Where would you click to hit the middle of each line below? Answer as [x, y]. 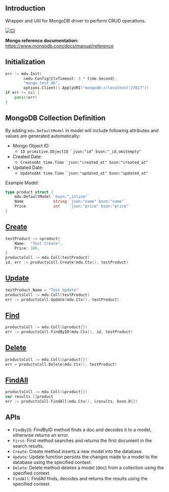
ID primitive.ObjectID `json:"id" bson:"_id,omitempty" [81, 152]
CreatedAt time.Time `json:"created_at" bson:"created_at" [84, 162]
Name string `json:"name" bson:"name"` [70, 202]
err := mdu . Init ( [24, 73]
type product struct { [29, 192]
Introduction [25, 8]
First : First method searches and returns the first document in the [82, 440]
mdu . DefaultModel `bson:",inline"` [52, 197]
